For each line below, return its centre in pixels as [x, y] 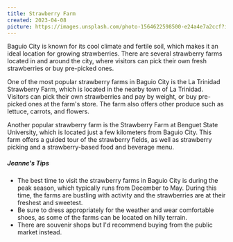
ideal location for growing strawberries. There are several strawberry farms [115, 54]
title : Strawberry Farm [42, 14]
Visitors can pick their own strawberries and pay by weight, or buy [102, 97]
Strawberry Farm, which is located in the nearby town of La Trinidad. [105, 89]
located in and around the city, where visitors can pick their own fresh [107, 61]
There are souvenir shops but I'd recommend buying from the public [115, 225]
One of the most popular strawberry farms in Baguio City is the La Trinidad [114, 82]
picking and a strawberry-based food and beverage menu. [91, 147]
